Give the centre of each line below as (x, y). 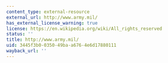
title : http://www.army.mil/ (43, 40)
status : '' (20, 34)
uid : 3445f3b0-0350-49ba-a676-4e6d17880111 (61, 46)
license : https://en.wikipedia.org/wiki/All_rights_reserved (84, 28)
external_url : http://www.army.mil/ (52, 17)
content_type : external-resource (48, 12)
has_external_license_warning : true (52, 23)
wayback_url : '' (26, 51)
